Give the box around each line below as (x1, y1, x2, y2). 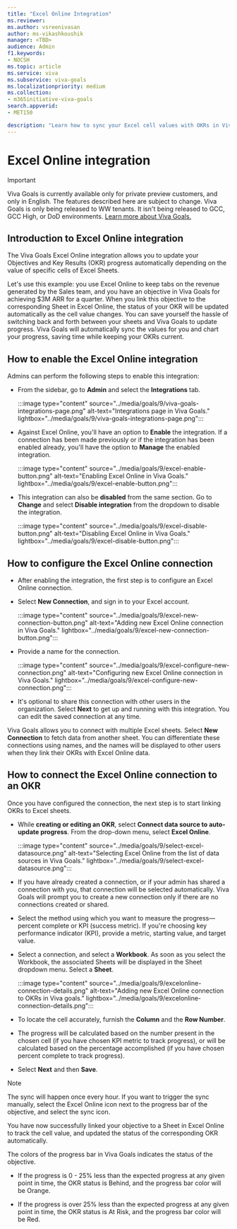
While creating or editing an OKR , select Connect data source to (17, 820, 208, 829)
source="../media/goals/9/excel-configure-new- (89, 661, 230, 669)
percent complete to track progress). (17, 1051, 125, 1060)
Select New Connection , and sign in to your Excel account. (17, 597, 190, 606)
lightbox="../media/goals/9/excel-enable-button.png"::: (17, 479, 178, 488)
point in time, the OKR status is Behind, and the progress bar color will (17, 1179, 221, 1187)
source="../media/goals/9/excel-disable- (89, 521, 208, 531)
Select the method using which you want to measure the (17, 913, 182, 922)
